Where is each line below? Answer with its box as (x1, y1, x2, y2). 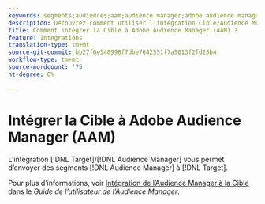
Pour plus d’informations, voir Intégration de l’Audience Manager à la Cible (8, 178, 250, 187)
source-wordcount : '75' (8, 63, 87, 71)
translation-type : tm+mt (8, 41, 90, 49)
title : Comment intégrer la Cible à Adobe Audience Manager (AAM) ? (8, 26, 238, 34)
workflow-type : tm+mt (8, 56, 80, 64)
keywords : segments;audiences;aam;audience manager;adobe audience (8, 11, 235, 20)
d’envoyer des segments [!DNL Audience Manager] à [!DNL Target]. (8, 163, 229, 172)
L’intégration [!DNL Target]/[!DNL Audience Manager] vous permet (8, 154, 225, 164)
